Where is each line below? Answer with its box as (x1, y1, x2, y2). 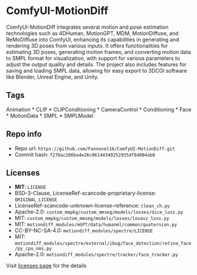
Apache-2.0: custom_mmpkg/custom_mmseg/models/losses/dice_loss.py (14, 208, 183, 215)
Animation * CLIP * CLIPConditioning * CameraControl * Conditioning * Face (6, 106, 192, 113)
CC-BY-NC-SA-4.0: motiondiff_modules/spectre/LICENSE (14, 227, 153, 234)
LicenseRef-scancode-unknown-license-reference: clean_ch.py (14, 202, 171, 209)
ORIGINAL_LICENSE (14, 197, 58, 203)
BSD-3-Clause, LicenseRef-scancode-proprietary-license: (14, 189, 156, 197)
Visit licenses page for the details (6, 262, 87, 269)
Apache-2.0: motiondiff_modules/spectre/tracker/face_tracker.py (14, 251, 178, 258)
